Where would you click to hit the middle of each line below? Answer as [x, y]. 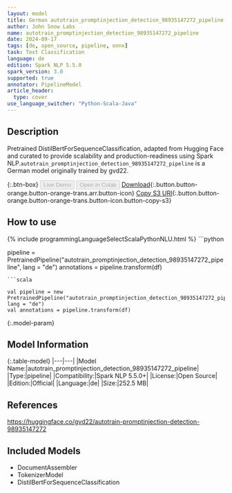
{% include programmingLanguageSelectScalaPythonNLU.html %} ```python [116, 239]
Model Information [48, 344]
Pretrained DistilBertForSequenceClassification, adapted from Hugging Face [116, 148]
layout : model [28, 14]
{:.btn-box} [23, 184]
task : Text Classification [46, 53]
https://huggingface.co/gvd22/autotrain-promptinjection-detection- [104, 422]
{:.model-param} [31, 323]
